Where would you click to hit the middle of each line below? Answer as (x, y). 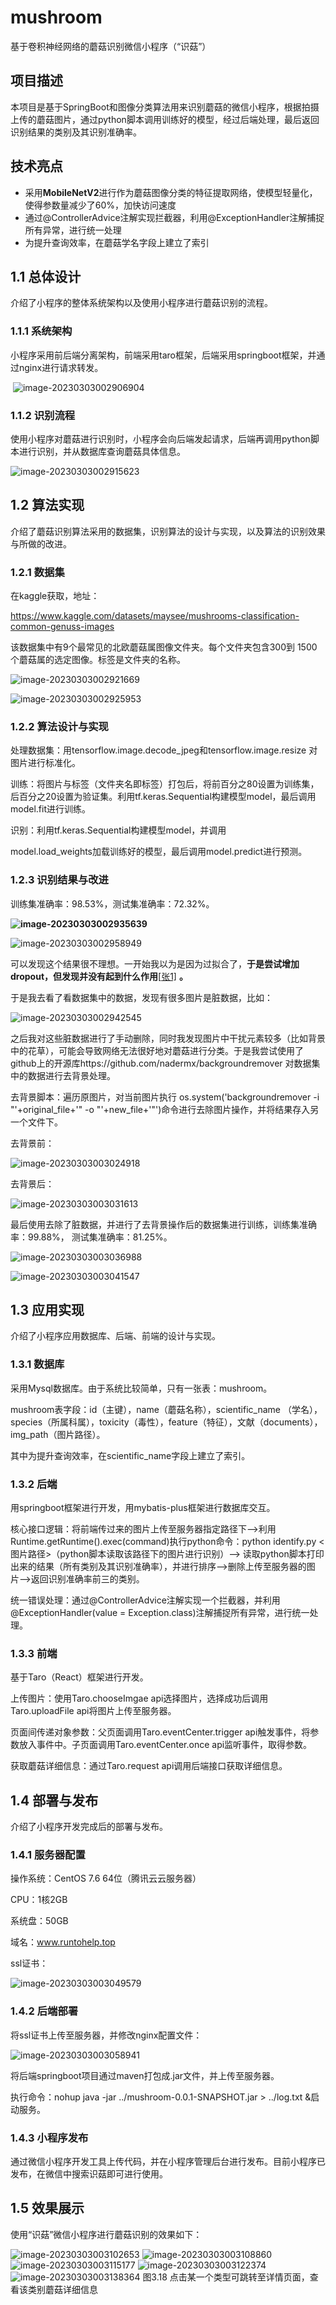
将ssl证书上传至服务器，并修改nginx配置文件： (106, 2035)
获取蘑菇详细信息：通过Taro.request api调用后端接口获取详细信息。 (149, 1766)
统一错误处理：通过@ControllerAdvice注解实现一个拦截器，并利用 (145, 1600)
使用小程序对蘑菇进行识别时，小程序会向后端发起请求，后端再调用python (160, 438)
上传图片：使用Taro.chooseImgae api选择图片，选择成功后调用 (139, 1698)
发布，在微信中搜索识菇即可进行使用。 (89, 2174)
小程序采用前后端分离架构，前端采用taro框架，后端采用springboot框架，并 (163, 355)
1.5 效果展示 (47, 2208)
